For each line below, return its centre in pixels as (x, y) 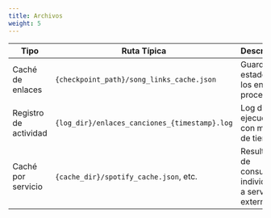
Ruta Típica (144, 51)
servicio (27, 187)
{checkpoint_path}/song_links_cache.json (135, 79)
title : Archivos (35, 16)
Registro (28, 112)
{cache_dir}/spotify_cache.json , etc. (126, 176)
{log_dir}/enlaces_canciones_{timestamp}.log (144, 123)
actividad (30, 132)
